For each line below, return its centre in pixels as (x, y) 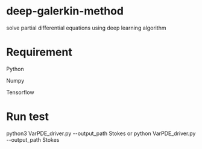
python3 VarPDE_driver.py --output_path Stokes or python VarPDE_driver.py (101, 133)
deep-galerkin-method (65, 11)
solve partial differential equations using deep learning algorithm (87, 28)
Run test (28, 117)
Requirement (39, 52)
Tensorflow (20, 92)
